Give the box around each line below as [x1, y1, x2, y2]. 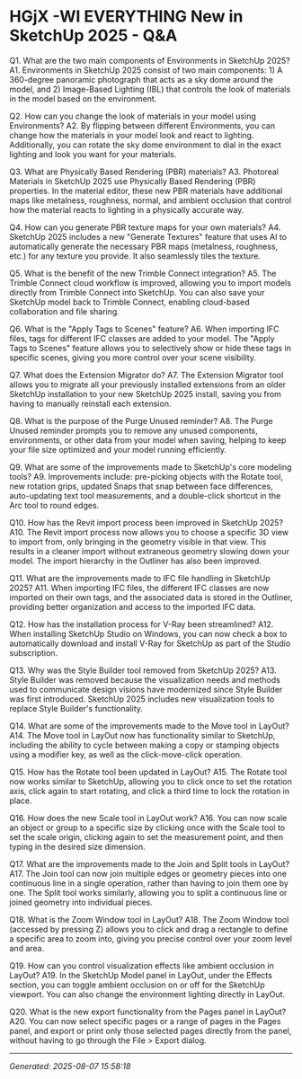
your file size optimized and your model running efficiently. [9, 444, 227, 455]
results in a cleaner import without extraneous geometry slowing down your [9, 545, 290, 556]
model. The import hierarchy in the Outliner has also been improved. [9, 555, 262, 566]
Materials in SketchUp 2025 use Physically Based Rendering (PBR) [9, 175, 256, 186]
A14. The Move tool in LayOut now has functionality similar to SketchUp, [9, 730, 276, 740]
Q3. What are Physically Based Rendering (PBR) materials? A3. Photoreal [9, 166, 279, 177]
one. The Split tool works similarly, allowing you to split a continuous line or [9, 887, 288, 898]
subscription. [9, 647, 58, 658]
